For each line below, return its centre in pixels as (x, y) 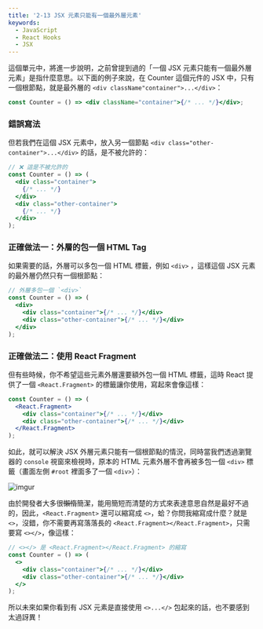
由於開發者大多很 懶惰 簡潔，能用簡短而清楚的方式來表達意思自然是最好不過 (128, 503)
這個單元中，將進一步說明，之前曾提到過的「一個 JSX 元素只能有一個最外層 (130, 68)
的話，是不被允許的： (115, 152)
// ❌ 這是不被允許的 (38, 167)
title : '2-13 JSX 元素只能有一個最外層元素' (75, 15)
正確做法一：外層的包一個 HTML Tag (77, 247)
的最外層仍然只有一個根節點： (56, 276)
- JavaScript (37, 30)
